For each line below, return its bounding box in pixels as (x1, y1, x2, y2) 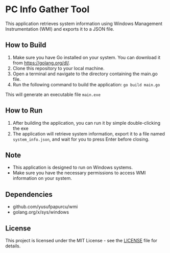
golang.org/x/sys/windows (12, 209, 69, 215)
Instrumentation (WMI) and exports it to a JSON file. (5, 26, 114, 32)
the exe (12, 125, 29, 131)
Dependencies (5, 190, 53, 199)
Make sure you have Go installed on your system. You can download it (12, 54, 161, 60)
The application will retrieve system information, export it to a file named (12, 130, 165, 136)
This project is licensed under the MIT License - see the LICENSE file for (5, 238, 157, 243)
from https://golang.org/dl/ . (12, 60, 70, 66)
